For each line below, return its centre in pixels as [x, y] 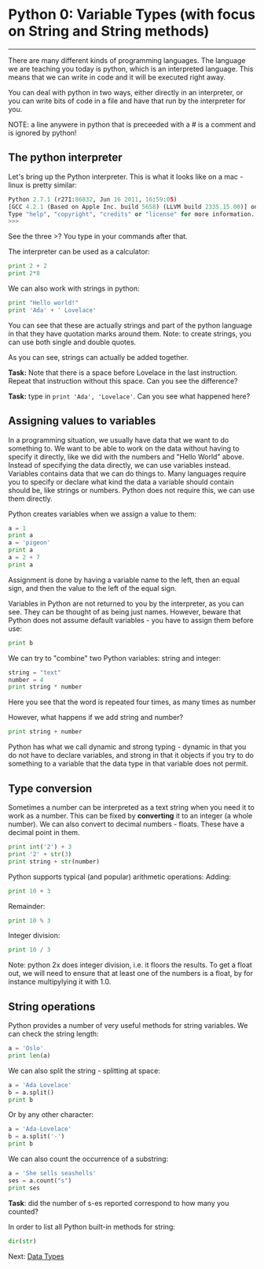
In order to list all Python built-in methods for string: [92, 1226]
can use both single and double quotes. [72, 342]
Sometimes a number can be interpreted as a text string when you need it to [132, 807]
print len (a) [29, 1056]
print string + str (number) [54, 861]
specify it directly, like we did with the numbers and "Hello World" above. [126, 456]
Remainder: [27, 906]
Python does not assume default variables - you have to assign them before [131, 620]
